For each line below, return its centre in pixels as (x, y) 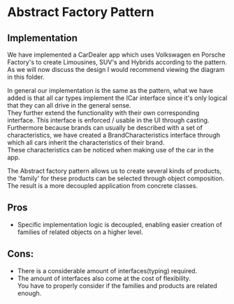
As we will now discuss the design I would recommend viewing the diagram (116, 70)
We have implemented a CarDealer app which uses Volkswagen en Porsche (116, 55)
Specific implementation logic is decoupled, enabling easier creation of (119, 224)
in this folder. (26, 77)
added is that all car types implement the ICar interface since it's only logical (117, 98)
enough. (29, 293)
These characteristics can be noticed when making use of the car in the (111, 150)
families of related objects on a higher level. (80, 232)
